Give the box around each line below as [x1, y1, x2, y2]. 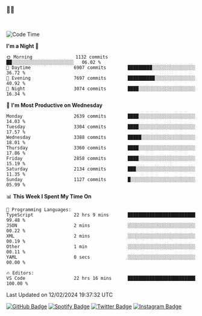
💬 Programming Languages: [6, 207, 71, 213]
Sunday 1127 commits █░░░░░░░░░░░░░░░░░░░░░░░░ [6, 177, 196, 183]
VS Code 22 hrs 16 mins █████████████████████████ [6, 276, 196, 282]
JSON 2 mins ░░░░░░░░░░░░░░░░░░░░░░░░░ [6, 223, 196, 229]
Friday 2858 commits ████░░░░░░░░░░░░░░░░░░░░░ [6, 156, 196, 162]
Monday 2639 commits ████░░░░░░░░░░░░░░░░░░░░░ [6, 113, 196, 119]
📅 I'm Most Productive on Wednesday [6, 102, 103, 109]
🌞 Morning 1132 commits [6, 54, 109, 60]
